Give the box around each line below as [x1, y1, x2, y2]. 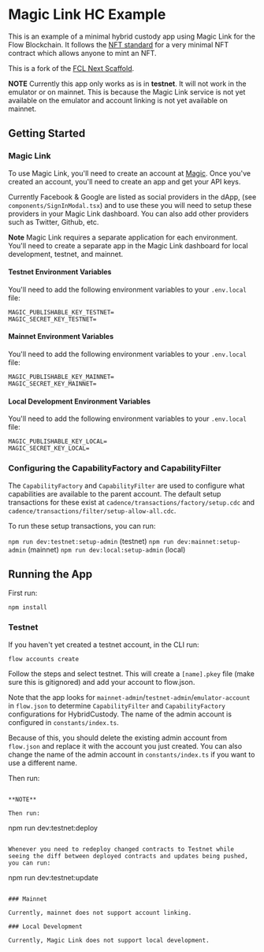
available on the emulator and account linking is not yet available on [8, 95, 229, 105]
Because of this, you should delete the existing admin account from [8, 733, 227, 742]
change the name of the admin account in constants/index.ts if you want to [8, 749, 255, 759]
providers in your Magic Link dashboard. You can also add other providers [8, 209, 249, 218]
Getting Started [8, 127, 86, 140]
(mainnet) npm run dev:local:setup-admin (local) [27, 545, 186, 554]
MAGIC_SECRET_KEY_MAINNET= [8, 380, 97, 388]
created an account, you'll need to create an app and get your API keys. [8, 177, 241, 186]
